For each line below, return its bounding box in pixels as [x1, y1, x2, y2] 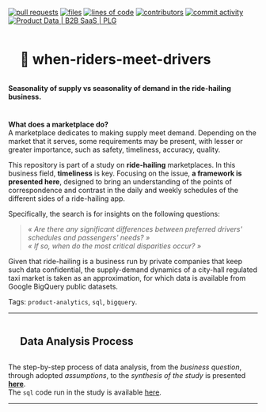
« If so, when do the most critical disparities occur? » [27, 241, 202, 251]
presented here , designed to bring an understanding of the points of [8, 177, 232, 187]
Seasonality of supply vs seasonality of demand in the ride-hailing [8, 83, 232, 93]
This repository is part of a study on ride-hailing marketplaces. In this [8, 161, 236, 170]
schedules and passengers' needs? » [27, 233, 150, 243]
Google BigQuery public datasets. [8, 282, 119, 292]
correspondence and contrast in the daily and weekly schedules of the [8, 186, 239, 195]
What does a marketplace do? [8, 119, 109, 130]
